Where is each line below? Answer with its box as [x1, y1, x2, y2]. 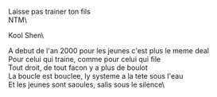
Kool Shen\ [8, 31, 44, 40]
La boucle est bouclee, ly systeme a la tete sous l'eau [8, 72, 184, 80]
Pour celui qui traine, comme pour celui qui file [8, 55, 161, 64]
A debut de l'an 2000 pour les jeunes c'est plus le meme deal [8, 46, 209, 55]
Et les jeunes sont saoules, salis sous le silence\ [8, 80, 165, 89]
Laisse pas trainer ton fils [8, 7, 91, 16]
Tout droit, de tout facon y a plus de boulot [8, 63, 149, 72]
